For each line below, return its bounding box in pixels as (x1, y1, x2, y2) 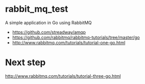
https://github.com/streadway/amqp (12, 29, 86, 35)
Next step (5, 57, 46, 68)
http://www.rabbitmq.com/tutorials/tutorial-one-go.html (12, 39, 126, 45)
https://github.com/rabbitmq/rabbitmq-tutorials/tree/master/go (12, 34, 140, 40)
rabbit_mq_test (5, 3, 68, 15)
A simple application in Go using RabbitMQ (5, 20, 92, 26)
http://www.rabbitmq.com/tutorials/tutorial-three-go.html (5, 73, 121, 79)
